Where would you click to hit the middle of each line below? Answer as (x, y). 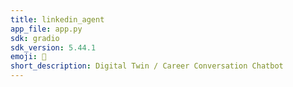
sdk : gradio (35, 38)
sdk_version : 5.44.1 (53, 47)
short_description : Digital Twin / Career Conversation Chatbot (147, 66)
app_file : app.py (46, 29)
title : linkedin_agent (57, 19)
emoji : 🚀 (28, 57)
